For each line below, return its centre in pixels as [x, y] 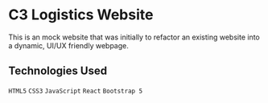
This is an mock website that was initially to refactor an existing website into [134, 37]
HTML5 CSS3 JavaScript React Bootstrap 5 [76, 91]
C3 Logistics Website [81, 15]
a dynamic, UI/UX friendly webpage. [68, 45]
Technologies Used [58, 71]
